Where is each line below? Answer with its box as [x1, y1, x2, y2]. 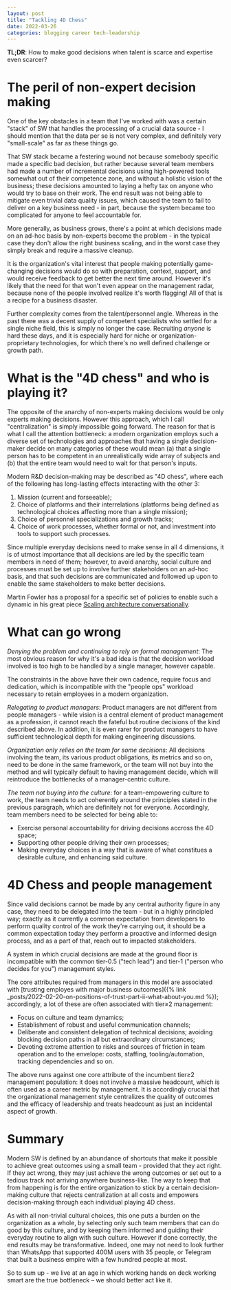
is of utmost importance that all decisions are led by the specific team [7, 551, 205, 559]
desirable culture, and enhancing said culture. [16, 853, 148, 861]
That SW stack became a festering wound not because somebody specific [7, 152, 219, 161]
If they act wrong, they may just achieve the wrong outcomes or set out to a [7, 1169, 221, 1177]
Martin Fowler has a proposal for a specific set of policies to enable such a [7, 593, 219, 602]
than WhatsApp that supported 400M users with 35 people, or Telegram [7, 1248, 212, 1256]
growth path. [7, 346, 43, 355]
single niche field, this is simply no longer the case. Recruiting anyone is [7, 325, 212, 333]
